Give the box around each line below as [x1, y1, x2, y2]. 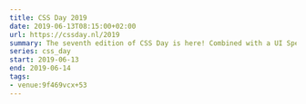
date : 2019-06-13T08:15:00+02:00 [9, 22, 137, 31]
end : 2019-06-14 [9, 64, 71, 73]
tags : [9, 72, 30, 81]
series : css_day [9, 47, 71, 56]
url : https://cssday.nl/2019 [9, 30, 120, 39]
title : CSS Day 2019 [9, 13, 88, 23]
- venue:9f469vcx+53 [9, 80, 88, 90]
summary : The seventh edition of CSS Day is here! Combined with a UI [9, 38, 283, 48]
